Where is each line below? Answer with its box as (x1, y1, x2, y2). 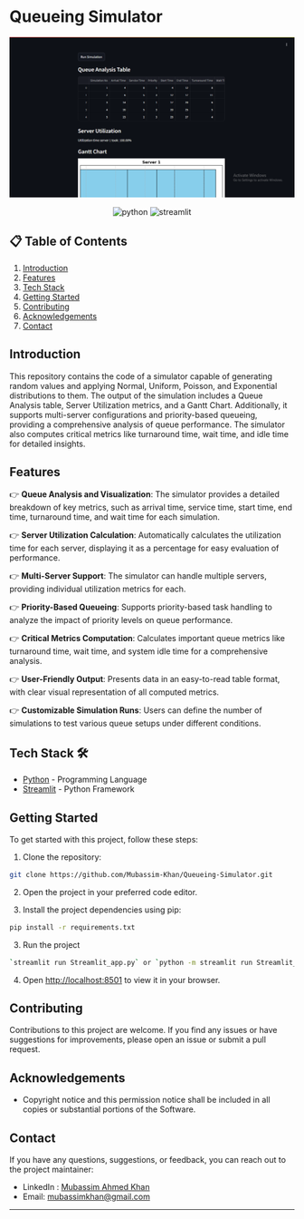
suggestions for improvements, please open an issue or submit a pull (9, 1034, 267, 1045)
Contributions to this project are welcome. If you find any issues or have (9, 1025, 278, 1036)
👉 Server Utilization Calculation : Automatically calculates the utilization (9, 530, 282, 541)
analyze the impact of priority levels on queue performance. (9, 615, 233, 626)
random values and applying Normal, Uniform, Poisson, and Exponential (9, 380, 278, 391)
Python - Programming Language (22, 774, 147, 785)
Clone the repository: (22, 852, 102, 863)
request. (9, 1044, 41, 1055)
